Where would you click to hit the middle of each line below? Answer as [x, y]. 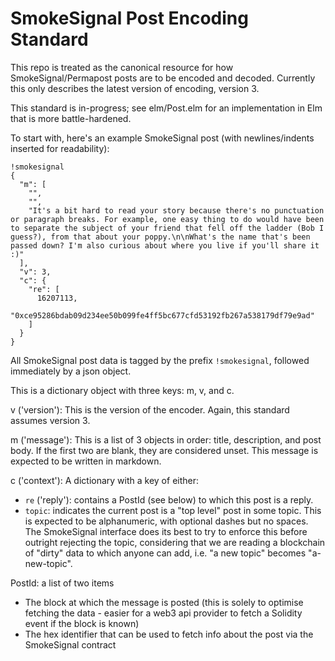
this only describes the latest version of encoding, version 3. [135, 88]
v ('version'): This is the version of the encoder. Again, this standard [150, 409]
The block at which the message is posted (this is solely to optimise [164, 602]
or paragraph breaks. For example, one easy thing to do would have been [167, 219]
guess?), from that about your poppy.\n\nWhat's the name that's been [160, 237]
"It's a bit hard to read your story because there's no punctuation [176, 210]
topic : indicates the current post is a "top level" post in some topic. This [173, 510]
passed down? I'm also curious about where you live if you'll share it [165, 245]
